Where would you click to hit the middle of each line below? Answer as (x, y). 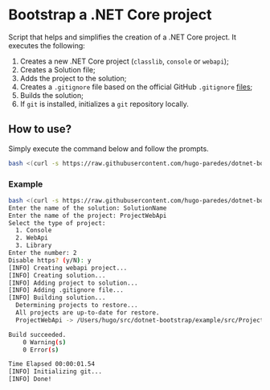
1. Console (34, 231)
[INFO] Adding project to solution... (73, 283)
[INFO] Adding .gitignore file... (66, 290)
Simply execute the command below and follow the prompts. (108, 148)
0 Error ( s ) (41, 350)
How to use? (40, 129)
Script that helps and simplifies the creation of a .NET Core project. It (123, 37)
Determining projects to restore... (77, 306)
